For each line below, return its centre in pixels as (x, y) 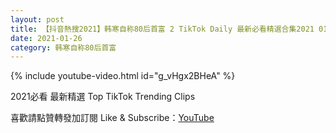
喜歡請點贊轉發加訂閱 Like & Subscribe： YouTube (112, 118)
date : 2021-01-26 (46, 38)
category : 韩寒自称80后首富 (63, 47)
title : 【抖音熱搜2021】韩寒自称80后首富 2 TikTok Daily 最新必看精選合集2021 (162, 29)
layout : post (37, 19)
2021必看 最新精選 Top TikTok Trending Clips (103, 97)
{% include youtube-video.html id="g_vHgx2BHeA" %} (123, 76)
